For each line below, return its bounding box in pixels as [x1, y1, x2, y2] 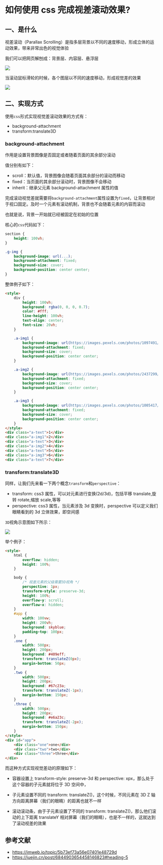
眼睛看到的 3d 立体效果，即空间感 [12, 509, 80, 515]
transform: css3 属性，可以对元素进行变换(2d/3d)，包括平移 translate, [12, 491, 152, 496]
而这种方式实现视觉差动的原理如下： [5, 765, 78, 771]
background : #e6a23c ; [22, 715, 66, 720]
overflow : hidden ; [22, 557, 60, 562]
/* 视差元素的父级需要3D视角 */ [22, 580, 80, 585]
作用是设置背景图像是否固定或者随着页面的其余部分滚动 [5, 152, 115, 158]
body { [14, 575, 27, 580]
